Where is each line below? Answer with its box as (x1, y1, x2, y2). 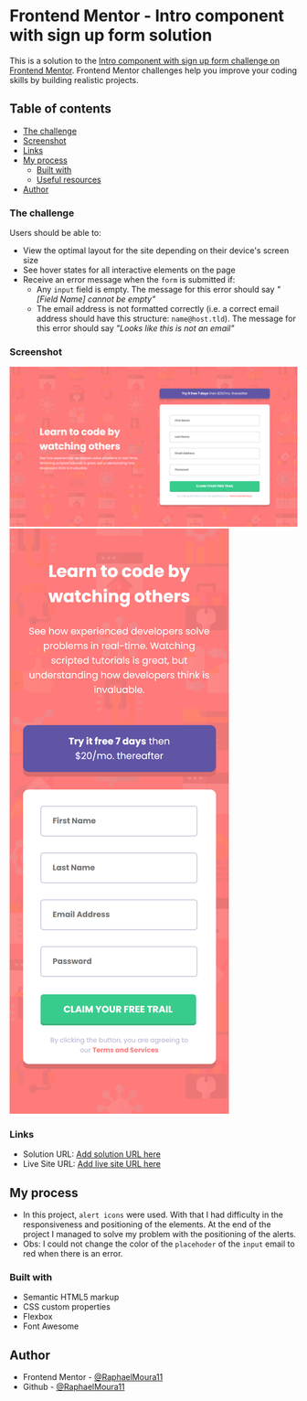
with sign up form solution (9, 25, 213, 46)
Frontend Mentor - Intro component (9, 5, 285, 27)
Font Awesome (22, 1321, 79, 1331)
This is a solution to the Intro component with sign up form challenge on (9, 55, 281, 66)
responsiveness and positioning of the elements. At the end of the (22, 1219, 271, 1230)
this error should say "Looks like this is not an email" (36, 323, 235, 334)
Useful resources (36, 174, 102, 185)
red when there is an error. (22, 1248, 123, 1259)
